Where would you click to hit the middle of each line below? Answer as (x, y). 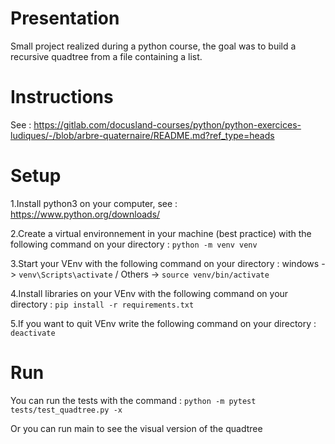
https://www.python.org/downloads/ (85, 214)
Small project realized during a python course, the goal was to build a (153, 46)
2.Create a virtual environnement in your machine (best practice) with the (161, 233)
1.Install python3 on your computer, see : (94, 203)
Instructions (62, 97)
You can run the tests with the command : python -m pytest (133, 400)
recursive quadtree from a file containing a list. (106, 56)
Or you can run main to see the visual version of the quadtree (136, 428)
